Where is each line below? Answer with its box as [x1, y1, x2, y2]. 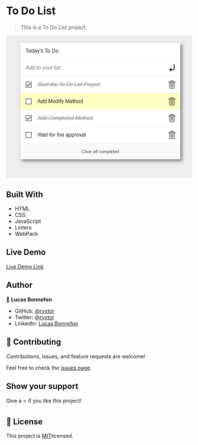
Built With [6, 189, 43, 199]
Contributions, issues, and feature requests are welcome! [6, 353, 146, 360]
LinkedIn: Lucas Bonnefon [14, 320, 79, 327]
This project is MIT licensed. [6, 433, 74, 440]
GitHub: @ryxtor [14, 307, 55, 314]
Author [6, 280, 33, 290]
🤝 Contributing [6, 337, 61, 347]
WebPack [14, 230, 38, 238]
